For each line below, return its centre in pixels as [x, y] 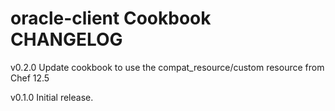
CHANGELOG [66, 39]
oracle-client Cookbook [111, 18]
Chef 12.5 [30, 78]
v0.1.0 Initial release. [52, 97]
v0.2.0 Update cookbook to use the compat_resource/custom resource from [167, 67]
